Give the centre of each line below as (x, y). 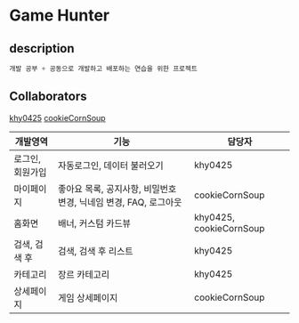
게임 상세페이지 (88, 297)
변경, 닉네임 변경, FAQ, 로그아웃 (120, 202)
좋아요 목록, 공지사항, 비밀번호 (117, 189)
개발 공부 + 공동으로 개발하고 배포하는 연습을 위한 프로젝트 (103, 69)
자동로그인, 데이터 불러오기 (110, 166)
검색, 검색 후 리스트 (95, 251)
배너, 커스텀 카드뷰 (94, 223)
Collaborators (48, 97)
